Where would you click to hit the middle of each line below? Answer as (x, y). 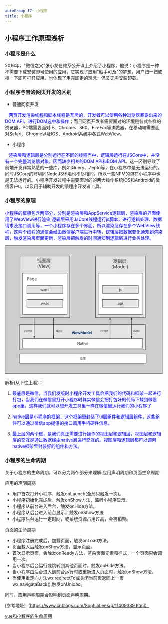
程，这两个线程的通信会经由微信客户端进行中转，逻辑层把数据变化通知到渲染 (84, 232)
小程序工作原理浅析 (35, 38)
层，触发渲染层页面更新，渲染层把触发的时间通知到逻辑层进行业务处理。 (79, 238)
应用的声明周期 (20, 483)
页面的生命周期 (20, 530)
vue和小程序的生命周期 (29, 616)
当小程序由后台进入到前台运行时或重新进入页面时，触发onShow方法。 (84, 571)
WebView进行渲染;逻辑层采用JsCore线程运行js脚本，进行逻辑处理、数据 (88, 219)
